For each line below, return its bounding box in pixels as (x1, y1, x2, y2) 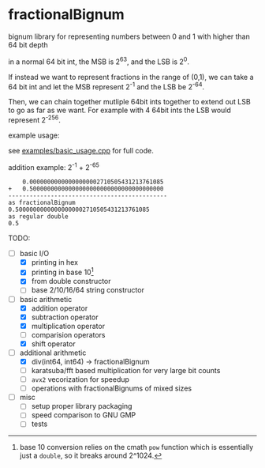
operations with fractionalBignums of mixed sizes (31, 383, 192, 393)
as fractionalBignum (8, 198, 77, 206)
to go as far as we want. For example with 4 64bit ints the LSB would (8, 105, 231, 115)
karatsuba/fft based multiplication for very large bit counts (31, 366, 221, 376)
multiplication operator (31, 321, 105, 330)
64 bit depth (8, 40, 49, 49)
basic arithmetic (19, 294, 73, 304)
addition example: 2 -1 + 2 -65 (8, 160, 100, 172)
